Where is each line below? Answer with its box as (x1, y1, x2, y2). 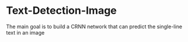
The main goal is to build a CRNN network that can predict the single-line (6, 23, 183, 30)
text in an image (6, 29, 45, 36)
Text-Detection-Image (6, 4, 117, 17)
